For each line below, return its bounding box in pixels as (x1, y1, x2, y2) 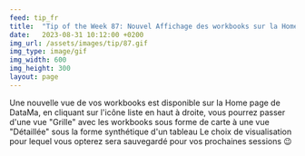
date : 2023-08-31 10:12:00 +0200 (9, 30, 144, 39)
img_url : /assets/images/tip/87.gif (9, 38, 148, 48)
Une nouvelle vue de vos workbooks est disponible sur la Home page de (9, 97, 281, 108)
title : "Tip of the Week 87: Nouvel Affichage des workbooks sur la (9, 22, 279, 31)
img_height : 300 (9, 64, 71, 73)
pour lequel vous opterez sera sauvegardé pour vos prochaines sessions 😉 (9, 135, 292, 146)
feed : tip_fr (9, 13, 59, 23)
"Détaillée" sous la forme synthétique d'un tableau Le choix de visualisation (9, 126, 292, 137)
